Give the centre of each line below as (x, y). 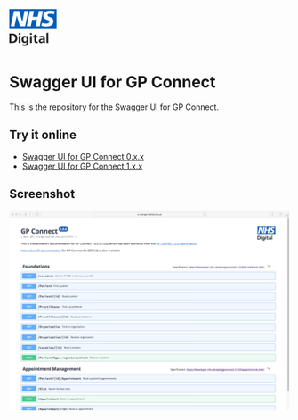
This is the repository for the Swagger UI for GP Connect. (114, 107)
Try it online (43, 135)
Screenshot (42, 194)
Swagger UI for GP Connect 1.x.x (82, 166)
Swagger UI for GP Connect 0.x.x (83, 156)
